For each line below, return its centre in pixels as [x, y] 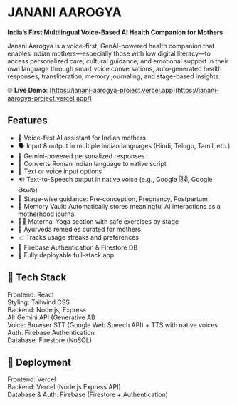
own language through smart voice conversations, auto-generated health [115, 68]
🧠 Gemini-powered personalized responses [81, 156]
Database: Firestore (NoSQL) [50, 340]
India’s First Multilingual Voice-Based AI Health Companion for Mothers [115, 32]
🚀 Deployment [39, 362]
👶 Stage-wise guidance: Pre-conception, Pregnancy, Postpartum [113, 199]
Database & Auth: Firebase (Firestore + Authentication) [88, 395]
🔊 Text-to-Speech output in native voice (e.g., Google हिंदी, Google [115, 179]
